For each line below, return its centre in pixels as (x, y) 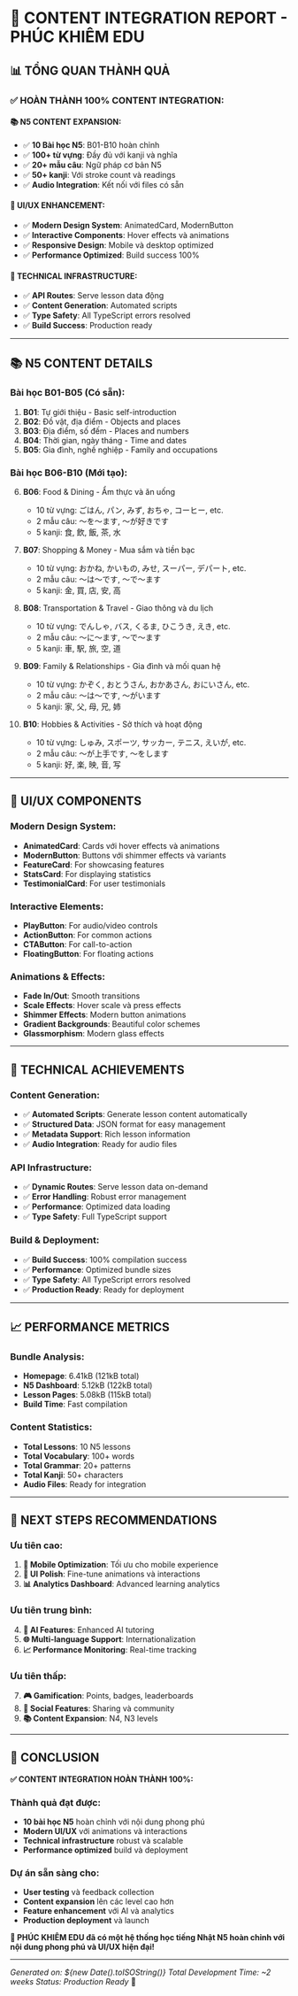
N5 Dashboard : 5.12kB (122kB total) (88, 1385)
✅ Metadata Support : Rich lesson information (107, 1134)
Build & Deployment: (55, 1240)
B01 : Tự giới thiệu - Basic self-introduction (99, 412)
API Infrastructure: (51, 1168)
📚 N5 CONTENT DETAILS (81, 363)
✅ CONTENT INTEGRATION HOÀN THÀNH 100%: (102, 1779)
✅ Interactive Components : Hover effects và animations (126, 235)
